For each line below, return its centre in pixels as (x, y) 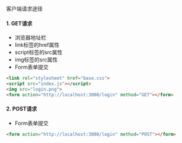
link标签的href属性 (37, 45)
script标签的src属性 (39, 53)
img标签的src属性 (36, 60)
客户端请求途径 (24, 9)
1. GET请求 (19, 23)
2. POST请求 (22, 109)
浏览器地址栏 (30, 38)
